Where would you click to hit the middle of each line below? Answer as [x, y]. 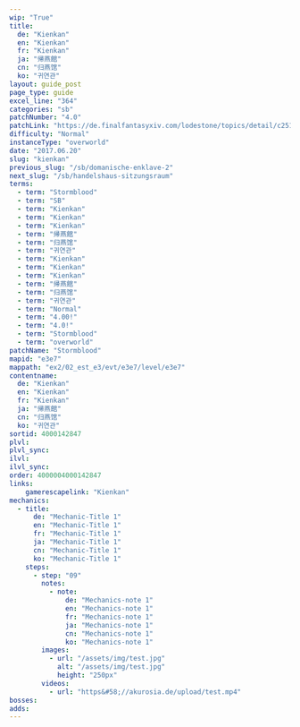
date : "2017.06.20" [46, 150]
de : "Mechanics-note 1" [109, 601]
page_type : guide [42, 92]
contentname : [33, 376]
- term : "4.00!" [47, 317]
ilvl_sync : [29, 467]
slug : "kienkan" [39, 159]
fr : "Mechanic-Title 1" [77, 534]
